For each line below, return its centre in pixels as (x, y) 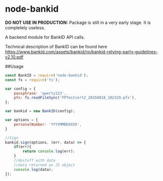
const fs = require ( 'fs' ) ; (32, 80)
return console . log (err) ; (49, 151)
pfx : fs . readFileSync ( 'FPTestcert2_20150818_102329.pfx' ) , (75, 98)
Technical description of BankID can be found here (56, 46)
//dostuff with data (35, 161)
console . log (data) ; (34, 169)
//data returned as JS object (45, 165)
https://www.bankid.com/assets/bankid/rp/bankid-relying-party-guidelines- (81, 52)
